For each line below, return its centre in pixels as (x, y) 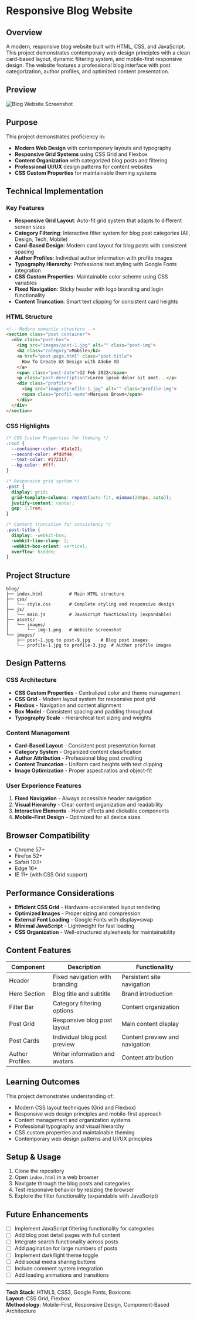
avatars (63, 1061)
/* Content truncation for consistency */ (59, 525)
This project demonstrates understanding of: (60, 1096)
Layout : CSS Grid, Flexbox (38, 1298)
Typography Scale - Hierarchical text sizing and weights (83, 718)
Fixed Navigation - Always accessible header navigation (83, 798)
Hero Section (27, 994)
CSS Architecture (31, 680)
